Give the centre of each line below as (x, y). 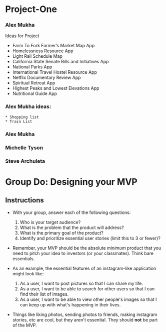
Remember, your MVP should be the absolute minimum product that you (87, 248)
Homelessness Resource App (43, 51)
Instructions (24, 200)
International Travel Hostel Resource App (55, 72)
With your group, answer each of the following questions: (71, 212)
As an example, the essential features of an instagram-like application (84, 268)
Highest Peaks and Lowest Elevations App (56, 88)
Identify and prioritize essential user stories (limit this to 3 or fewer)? (90, 238)
